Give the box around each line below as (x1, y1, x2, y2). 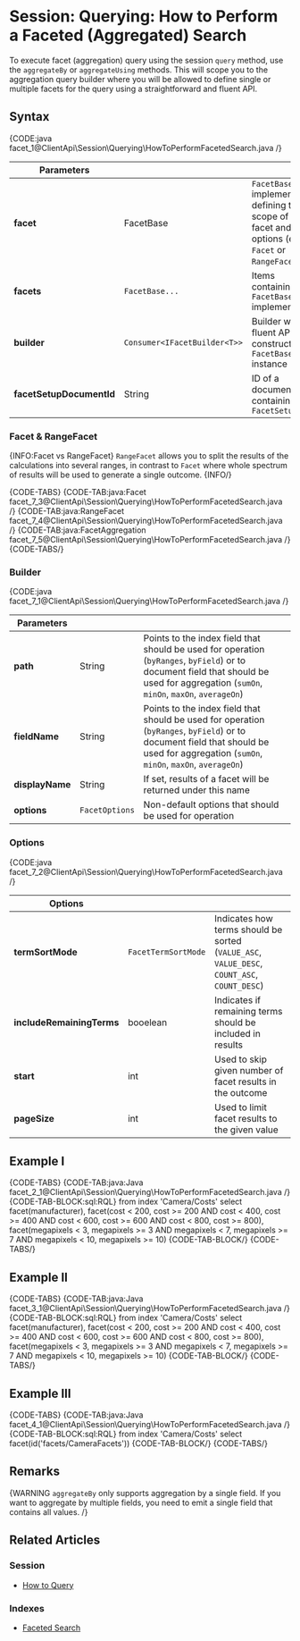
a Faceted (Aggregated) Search (9, 25, 247, 46)
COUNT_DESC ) (213, 979, 264, 991)
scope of (251, 210, 289, 223)
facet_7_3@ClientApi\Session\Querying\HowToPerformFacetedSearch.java (9, 496, 283, 507)
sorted (213, 934, 243, 947)
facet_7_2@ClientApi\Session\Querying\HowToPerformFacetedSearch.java (9, 866, 283, 877)
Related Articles (9, 1533, 101, 1548)
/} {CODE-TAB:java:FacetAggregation (9, 525, 146, 535)
